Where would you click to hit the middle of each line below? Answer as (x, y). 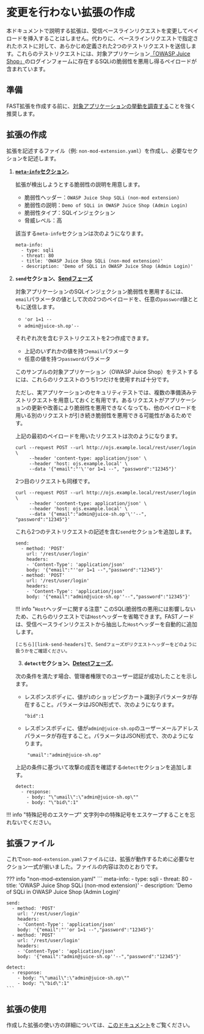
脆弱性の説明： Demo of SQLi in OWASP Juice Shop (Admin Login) (106, 205)
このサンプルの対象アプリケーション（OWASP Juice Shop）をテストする (107, 371)
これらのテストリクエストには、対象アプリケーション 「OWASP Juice (103, 53)
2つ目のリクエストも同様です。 (54, 481)
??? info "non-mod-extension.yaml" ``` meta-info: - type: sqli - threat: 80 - (99, 879)
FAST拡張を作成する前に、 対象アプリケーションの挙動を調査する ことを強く (101, 106)
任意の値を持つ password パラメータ (67, 359)
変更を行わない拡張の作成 (71, 13)
